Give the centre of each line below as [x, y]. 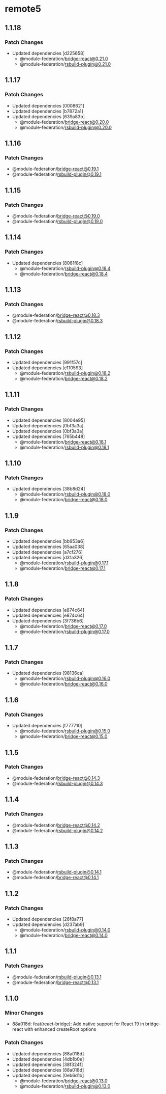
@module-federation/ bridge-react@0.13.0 [63, 1081]
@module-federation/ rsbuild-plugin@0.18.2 [65, 373]
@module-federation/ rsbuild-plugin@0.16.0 [65, 678]
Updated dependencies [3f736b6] [48, 621]
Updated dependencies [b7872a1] [47, 111]
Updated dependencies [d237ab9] [48, 924]
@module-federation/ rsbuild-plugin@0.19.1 [57, 174]
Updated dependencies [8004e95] [48, 420]
